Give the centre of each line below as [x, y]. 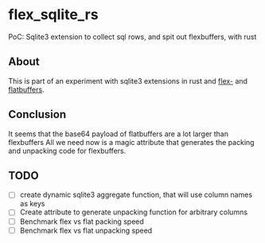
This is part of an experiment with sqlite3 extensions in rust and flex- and [128, 80]
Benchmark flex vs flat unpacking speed [86, 230]
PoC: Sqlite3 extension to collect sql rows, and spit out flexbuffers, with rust [132, 37]
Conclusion [37, 114]
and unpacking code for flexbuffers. [67, 151]
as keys [32, 204]
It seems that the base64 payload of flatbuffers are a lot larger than [119, 134]
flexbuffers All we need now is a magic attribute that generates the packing [131, 142]
